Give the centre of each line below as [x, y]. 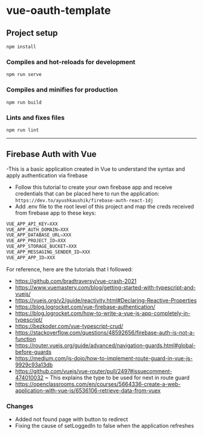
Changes [20, 406]
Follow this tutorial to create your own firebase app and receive [94, 187]
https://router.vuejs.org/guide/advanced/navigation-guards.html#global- [105, 345]
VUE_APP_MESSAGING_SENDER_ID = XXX [48, 252]
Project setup [32, 33]
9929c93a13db [34, 365]
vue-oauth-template [59, 11]
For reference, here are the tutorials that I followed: [69, 269]
